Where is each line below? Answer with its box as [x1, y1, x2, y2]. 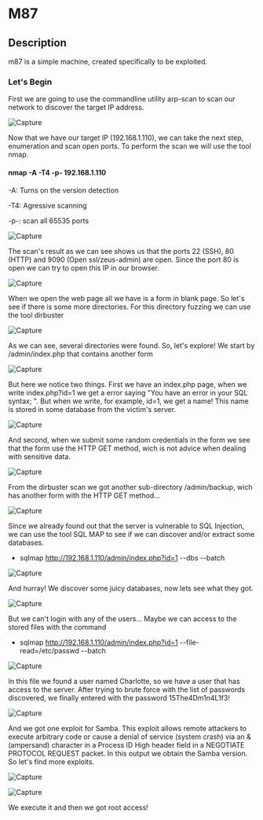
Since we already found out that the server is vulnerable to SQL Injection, [8, 520, 245, 531]
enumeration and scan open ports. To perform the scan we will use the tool [8, 142, 251, 151]
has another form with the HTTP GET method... [8, 491, 161, 500]
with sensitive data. [8, 451, 71, 461]
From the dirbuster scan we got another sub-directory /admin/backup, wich [8, 482, 253, 491]
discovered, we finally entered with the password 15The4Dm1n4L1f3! [8, 693, 230, 702]
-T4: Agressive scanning [8, 200, 87, 210]
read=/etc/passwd [19, 645, 80, 655]
